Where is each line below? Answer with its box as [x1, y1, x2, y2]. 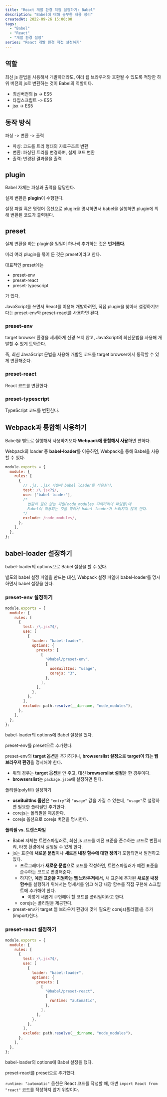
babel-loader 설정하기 [5, 549, 72, 558]
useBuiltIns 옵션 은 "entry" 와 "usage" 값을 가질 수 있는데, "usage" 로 [12, 797, 147, 803]
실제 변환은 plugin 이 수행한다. [5, 195, 64, 201]
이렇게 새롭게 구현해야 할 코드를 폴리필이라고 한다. [27, 893, 125, 899]
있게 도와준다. [19, 341, 46, 347]
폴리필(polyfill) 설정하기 [5, 786, 52, 793]
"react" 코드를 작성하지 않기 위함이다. [5, 1086, 80, 1092]
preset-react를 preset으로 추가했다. [5, 1069, 76, 1075]
